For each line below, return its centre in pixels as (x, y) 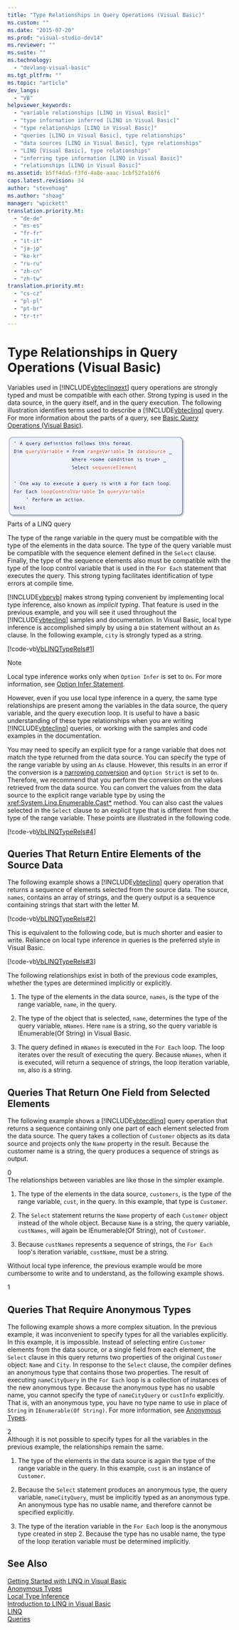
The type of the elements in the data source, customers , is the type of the (124, 1194)
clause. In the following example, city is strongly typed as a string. (105, 634)
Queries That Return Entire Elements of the (104, 854)
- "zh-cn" (28, 271)
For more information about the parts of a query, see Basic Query (103, 417)
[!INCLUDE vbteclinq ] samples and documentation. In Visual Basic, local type (119, 619)
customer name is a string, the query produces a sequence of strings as (113, 1151)
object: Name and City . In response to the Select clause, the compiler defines (119, 1365)
